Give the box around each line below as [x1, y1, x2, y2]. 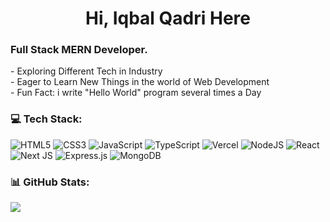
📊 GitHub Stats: [10, 175, 90, 189]
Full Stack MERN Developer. [10, 43, 148, 57]
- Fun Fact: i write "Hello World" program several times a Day [10, 87, 262, 99]
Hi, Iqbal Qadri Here [85, 7, 251, 30]
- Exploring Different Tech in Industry [10, 65, 163, 77]
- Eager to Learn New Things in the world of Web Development [10, 76, 270, 88]
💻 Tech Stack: [10, 112, 83, 126]
